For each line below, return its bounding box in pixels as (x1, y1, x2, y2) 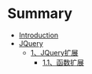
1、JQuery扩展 (30, 48, 79, 57)
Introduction (18, 30, 59, 40)
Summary (7, 5, 72, 23)
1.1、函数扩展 (42, 58, 84, 67)
